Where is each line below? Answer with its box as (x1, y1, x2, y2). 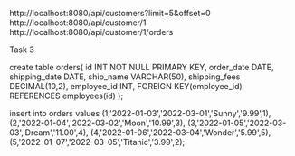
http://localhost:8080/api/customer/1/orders (9, 27, 174, 37)
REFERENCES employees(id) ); (9, 90, 124, 101)
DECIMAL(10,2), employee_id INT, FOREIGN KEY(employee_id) (9, 81, 243, 91)
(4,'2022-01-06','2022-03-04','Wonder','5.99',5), (90, 127, 271, 138)
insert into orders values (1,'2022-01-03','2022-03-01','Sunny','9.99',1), (9, 108, 271, 118)
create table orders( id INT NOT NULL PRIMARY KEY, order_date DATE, (9, 62, 274, 72)
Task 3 (9, 44, 34, 55)
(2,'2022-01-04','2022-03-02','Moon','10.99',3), (9, 117, 186, 128)
